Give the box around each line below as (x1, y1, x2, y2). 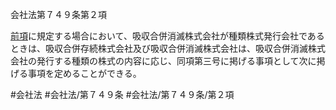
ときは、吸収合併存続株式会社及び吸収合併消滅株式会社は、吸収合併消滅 (10, 43, 308, 54)
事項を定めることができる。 (27, 68, 142, 79)
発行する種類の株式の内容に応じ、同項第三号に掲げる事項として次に (36, 55, 317, 67)
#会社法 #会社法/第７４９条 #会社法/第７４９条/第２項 (10, 89, 235, 100)
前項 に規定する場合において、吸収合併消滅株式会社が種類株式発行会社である (10, 30, 325, 42)
